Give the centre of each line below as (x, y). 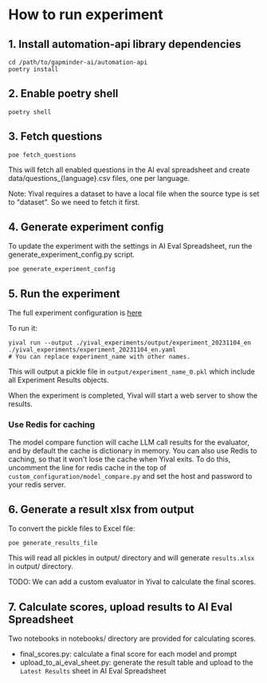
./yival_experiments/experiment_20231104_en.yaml (92, 350)
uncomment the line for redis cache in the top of (88, 467)
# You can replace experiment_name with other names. (100, 357)
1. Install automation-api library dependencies (125, 44)
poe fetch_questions (43, 155)
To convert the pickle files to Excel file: (72, 528)
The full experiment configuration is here (75, 313)
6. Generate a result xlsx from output (101, 509)
